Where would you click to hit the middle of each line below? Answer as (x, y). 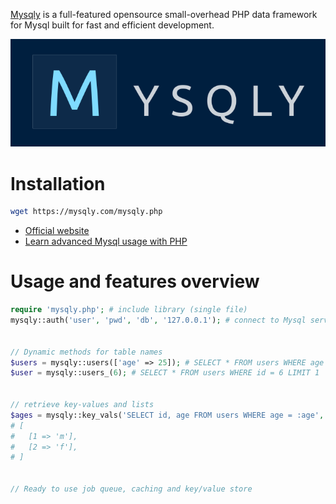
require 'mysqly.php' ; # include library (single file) (129, 310)
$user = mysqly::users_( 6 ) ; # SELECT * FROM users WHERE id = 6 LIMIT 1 (165, 373)
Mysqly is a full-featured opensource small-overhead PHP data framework (164, 14)
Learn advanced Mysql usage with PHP (106, 241)
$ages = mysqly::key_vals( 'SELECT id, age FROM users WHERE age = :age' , (167, 415)
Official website (57, 231)
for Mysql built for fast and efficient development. (112, 25)
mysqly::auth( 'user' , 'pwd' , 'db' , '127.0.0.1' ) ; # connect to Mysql (158, 320)
